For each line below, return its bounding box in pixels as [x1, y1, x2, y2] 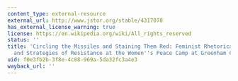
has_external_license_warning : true [7, 23, 115, 30]
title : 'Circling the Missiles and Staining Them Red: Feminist [7, 43, 201, 50]
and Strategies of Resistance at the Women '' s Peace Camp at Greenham [13, 50, 227, 57]
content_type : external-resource [7, 10, 106, 18]
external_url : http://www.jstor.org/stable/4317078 [7, 17, 163, 24]
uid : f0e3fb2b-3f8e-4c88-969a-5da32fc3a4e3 [7, 56, 138, 63]
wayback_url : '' [7, 63, 55, 70]
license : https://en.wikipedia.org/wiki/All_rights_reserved [7, 30, 192, 37]
